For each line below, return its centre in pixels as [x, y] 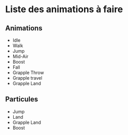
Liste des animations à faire [64, 9]
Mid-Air [20, 56]
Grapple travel [27, 78]
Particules [22, 99]
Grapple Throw [28, 73]
